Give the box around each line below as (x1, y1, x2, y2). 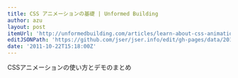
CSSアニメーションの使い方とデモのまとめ (7, 63, 132, 71)
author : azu (7, 17, 42, 24)
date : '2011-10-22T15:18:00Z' (7, 43, 97, 50)
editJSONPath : (7, 37, 50, 44)
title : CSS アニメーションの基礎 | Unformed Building (7, 10, 159, 18)
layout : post (7, 23, 46, 30)
